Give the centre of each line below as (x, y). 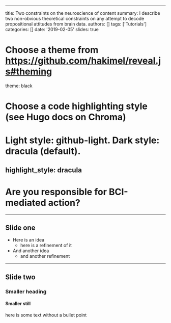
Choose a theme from (52, 50)
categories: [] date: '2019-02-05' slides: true (52, 29)
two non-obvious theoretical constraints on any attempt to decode (75, 19)
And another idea (31, 251)
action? (64, 203)
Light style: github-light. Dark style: (82, 140)
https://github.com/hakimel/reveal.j (83, 61)
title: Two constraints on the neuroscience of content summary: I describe (83, 13)
